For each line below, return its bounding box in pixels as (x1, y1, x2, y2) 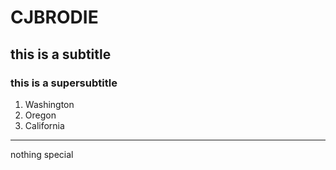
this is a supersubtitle (10, 76, 118, 90)
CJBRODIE (10, 6, 99, 29)
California (24, 119, 65, 131)
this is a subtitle (10, 46, 112, 63)
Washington (24, 98, 75, 110)
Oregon (24, 109, 57, 121)
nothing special (10, 148, 74, 160)
